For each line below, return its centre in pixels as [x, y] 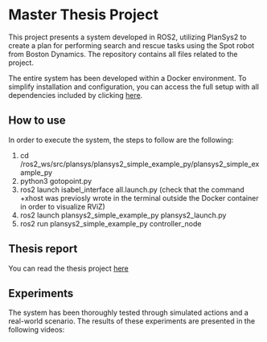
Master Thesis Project [84, 15]
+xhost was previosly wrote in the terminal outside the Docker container [139, 197]
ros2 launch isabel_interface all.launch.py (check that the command [132, 189]
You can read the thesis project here [68, 268]
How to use [37, 121]
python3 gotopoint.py [56, 181]
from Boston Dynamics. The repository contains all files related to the [123, 54]
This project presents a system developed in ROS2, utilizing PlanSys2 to [127, 37]
